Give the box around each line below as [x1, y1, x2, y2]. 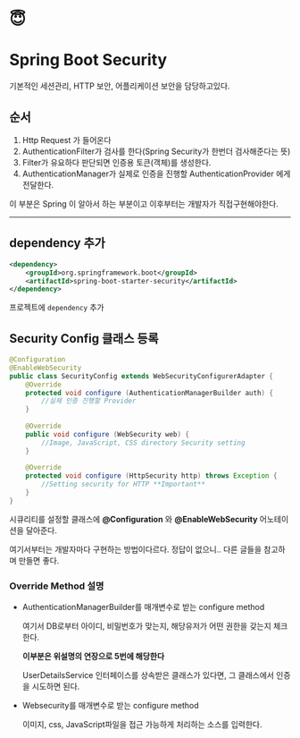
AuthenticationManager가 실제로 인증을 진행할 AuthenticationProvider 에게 [21, 168, 291, 179]
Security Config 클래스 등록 [9, 331, 159, 346]
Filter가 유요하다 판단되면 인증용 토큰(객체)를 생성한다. [21, 157, 212, 167]
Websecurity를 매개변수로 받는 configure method [21, 700, 199, 711]
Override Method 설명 [9, 580, 104, 592]
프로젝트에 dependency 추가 [9, 302, 104, 313]
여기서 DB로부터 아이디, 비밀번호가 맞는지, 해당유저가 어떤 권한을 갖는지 [21, 621, 272, 632]
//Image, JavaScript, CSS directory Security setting [41, 438, 246, 447]
